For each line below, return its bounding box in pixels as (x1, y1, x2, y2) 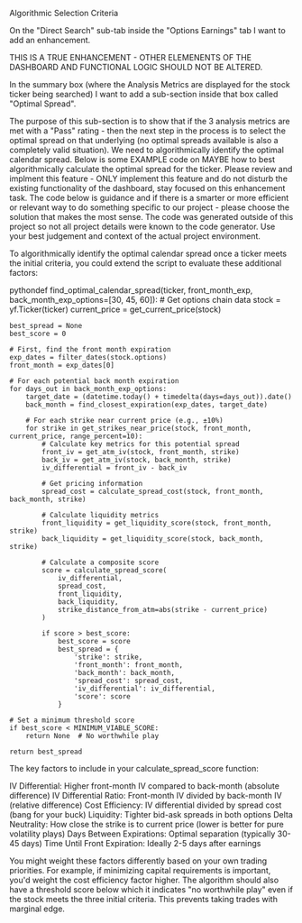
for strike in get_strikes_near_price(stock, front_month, (25, 424, 252, 433)
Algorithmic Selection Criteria (9, 8, 119, 18)
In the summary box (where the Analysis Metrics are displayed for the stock (9, 79, 290, 89)
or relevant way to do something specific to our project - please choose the (9, 202, 290, 213)
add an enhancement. (9, 35, 91, 45)
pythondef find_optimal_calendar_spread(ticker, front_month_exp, (9, 285, 253, 296)
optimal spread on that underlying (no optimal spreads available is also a (9, 135, 279, 145)
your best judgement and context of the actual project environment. (9, 231, 261, 242)
